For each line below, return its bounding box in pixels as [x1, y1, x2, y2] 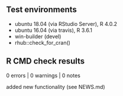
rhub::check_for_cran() [14, 39, 71, 46]
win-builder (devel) [14, 32, 61, 40]
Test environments [6, 5, 77, 15]
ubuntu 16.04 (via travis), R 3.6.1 [14, 27, 93, 34]
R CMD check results [6, 56, 85, 67]
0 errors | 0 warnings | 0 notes [6, 72, 81, 79]
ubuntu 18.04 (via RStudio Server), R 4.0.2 [14, 20, 117, 27]
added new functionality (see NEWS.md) [6, 83, 105, 90]
